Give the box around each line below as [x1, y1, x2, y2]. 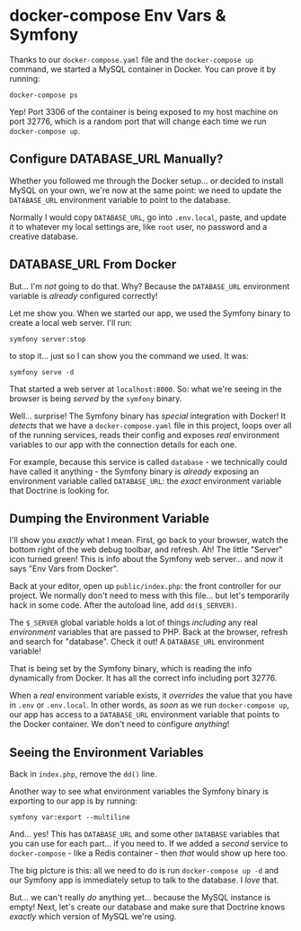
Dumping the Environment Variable [9, 511, 209, 526]
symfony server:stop [9, 334, 87, 344]
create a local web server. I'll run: [9, 317, 133, 328]
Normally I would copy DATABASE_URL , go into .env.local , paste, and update [9, 212, 288, 223]
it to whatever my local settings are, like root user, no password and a [9, 221, 268, 232]
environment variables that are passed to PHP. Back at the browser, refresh [9, 627, 288, 637]
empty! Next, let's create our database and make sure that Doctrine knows [9, 901, 286, 912]
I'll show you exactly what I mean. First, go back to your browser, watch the [9, 535, 289, 546]
